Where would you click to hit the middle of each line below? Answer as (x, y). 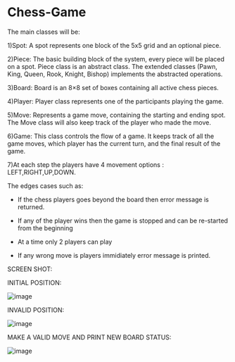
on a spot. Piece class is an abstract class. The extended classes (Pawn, (113, 66)
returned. (31, 207)
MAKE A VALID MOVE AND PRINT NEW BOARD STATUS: (89, 337)
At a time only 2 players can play (65, 242)
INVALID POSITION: (36, 310)
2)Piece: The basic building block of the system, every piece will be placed (116, 59)
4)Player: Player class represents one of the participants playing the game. (115, 101)
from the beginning (45, 228)
